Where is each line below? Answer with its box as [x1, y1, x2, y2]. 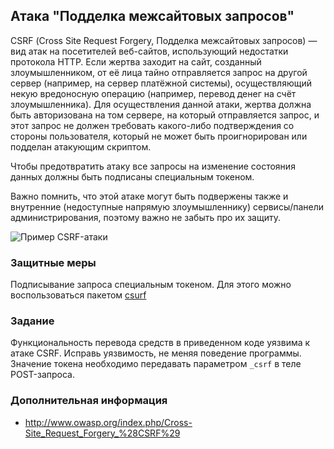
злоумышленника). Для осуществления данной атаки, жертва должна [10, 98, 312, 110]
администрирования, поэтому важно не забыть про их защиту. [10, 211, 281, 223]
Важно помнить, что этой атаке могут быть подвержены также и [10, 190, 289, 202]
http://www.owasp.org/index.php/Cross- [24, 416, 193, 428]
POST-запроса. [10, 369, 76, 381]
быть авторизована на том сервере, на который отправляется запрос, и [10, 109, 320, 121]
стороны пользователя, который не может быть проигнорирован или [10, 130, 308, 142]
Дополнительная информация [10, 394, 168, 408]
